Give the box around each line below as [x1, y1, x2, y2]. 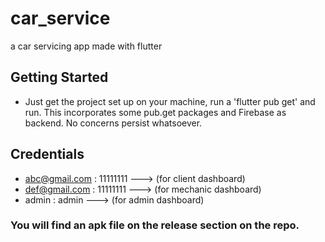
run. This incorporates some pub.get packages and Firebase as [24, 106, 287, 118]
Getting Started [10, 69, 109, 86]
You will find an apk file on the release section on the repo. [10, 218, 300, 232]
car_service [10, 7, 111, 30]
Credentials [10, 146, 85, 163]
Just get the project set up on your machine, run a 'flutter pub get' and [24, 95, 316, 107]
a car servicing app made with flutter [10, 40, 163, 52]
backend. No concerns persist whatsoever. [24, 117, 203, 129]
